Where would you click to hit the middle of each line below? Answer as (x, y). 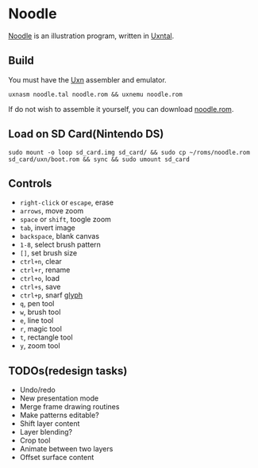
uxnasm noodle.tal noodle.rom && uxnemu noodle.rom (95, 94)
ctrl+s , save (40, 287)
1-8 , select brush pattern (60, 245)
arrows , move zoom (52, 211)
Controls (30, 183)
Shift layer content (50, 424)
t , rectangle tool (46, 337)
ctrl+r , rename (45, 270)
